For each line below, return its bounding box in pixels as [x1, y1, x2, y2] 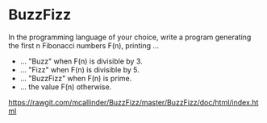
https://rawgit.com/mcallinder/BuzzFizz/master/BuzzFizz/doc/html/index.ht [8, 97, 259, 107]
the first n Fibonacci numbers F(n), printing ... [8, 40, 160, 50]
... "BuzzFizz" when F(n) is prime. [19, 73, 132, 83]
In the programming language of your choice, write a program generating [8, 32, 252, 42]
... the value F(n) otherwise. [19, 82, 112, 92]
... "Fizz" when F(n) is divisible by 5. [19, 64, 140, 74]
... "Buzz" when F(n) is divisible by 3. [19, 56, 143, 66]
